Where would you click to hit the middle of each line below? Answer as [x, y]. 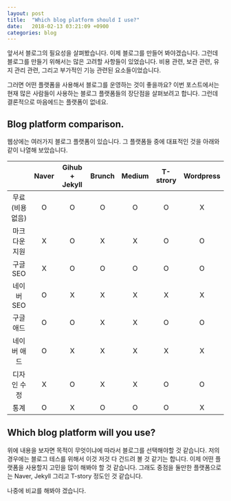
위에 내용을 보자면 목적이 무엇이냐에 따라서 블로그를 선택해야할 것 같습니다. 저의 [113, 450]
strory [166, 181]
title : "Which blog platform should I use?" [73, 20]
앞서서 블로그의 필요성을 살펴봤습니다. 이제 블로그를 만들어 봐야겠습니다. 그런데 [113, 53]
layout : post [26, 13]
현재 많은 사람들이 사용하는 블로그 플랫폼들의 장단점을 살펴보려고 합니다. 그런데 [113, 93]
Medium [135, 176]
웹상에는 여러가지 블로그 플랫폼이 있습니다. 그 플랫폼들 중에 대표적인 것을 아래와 [113, 142]
